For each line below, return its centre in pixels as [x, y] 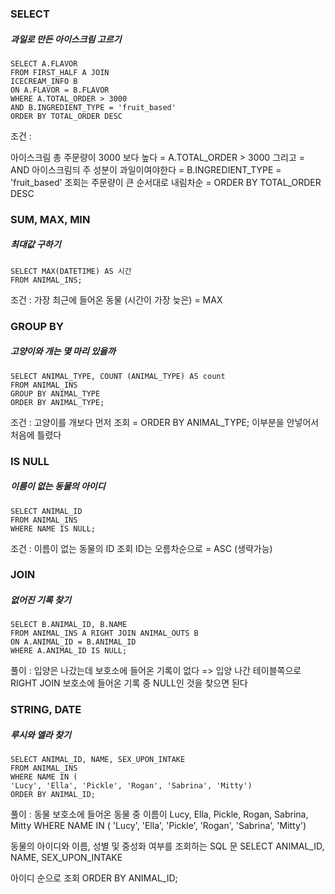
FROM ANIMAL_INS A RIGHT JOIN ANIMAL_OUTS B [104, 633]
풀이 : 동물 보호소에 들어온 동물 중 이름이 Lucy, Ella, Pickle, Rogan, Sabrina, [159, 814]
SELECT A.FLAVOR [44, 63]
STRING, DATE [46, 710]
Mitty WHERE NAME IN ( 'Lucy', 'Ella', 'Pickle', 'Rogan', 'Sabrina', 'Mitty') [158, 826]
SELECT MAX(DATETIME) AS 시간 [71, 271]
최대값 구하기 [36, 244]
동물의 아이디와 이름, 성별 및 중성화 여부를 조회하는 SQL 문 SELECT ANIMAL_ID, [167, 846]
